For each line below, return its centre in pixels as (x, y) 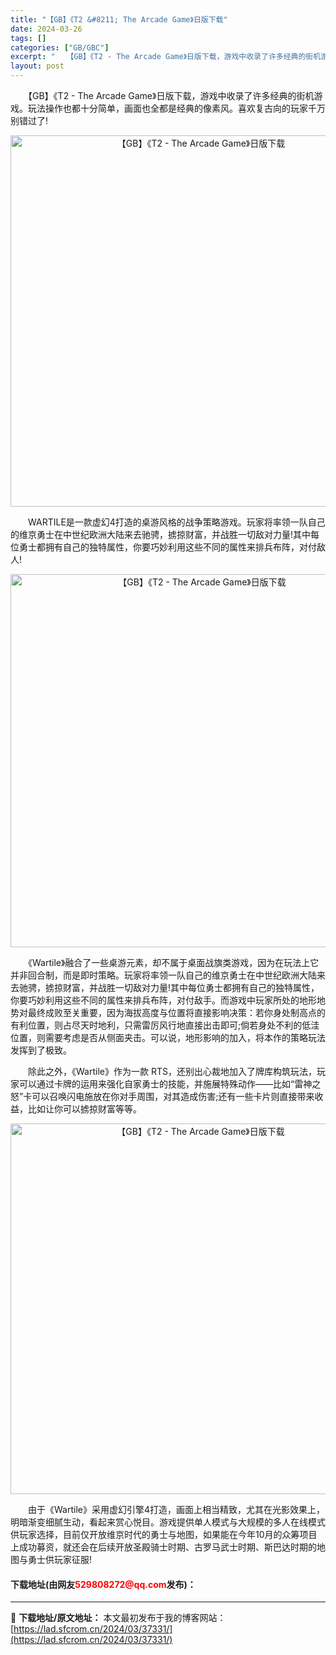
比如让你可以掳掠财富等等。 (84, 1109)
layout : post (37, 66)
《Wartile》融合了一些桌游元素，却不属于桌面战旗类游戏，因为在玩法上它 (173, 962)
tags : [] (28, 38)
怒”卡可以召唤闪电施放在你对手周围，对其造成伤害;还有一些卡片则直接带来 (162, 1096)
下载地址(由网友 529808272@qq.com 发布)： (103, 1584)
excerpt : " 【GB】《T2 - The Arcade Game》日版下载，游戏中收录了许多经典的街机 (166, 57)
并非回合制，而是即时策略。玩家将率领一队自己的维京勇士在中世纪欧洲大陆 (163, 975)
